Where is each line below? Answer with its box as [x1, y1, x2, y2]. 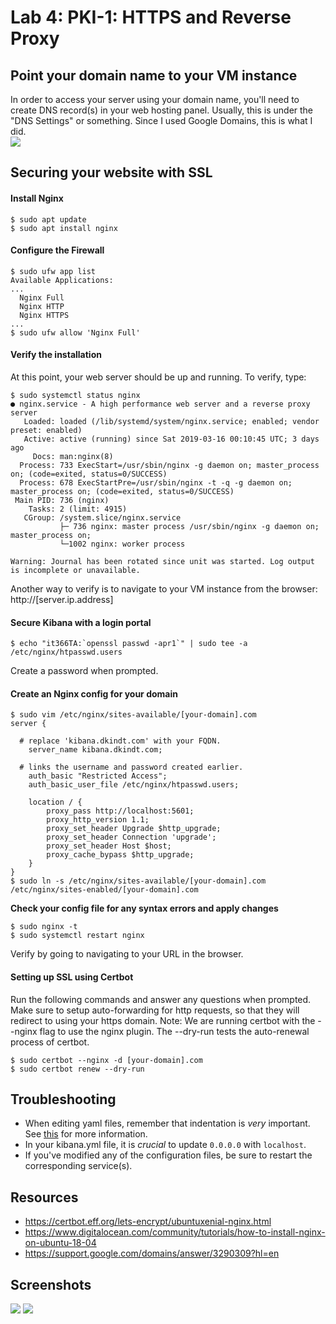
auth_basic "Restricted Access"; [28, 771, 168, 781]
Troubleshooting [10, 1091, 117, 1108]
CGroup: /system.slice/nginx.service [23, 513, 182, 523]
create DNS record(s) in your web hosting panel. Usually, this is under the [10, 104, 314, 116]
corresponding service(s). [24, 1160, 133, 1172]
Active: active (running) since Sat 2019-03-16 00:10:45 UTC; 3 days [23, 434, 320, 444]
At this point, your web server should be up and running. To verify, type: [10, 371, 307, 383]
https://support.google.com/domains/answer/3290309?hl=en [24, 1247, 280, 1260]
